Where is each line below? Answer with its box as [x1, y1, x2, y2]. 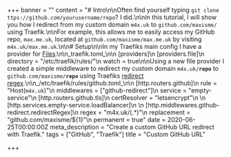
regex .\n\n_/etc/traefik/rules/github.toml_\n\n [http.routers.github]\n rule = [7, 79, 217, 87]
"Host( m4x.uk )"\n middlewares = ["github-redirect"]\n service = [7, 86, 188, 94]
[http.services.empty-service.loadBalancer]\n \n [7, 101, 145, 109]
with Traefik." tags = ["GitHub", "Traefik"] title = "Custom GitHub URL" [7, 130, 205, 138]
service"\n [7, 94, 37, 102]
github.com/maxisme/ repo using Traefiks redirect [7, 72, 144, 80]
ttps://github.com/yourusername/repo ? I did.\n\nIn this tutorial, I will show [7, 13, 217, 21]
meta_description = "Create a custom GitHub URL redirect [50, 123, 215, 131]
